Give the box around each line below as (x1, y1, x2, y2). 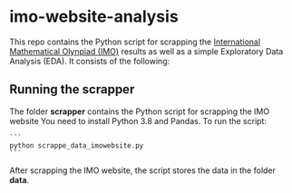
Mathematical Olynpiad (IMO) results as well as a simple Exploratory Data (9, 45, 284, 56)
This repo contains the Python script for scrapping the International (9, 36, 261, 47)
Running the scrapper (9, 82, 135, 97)
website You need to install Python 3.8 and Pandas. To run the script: (9, 115, 268, 126)
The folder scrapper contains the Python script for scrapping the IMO (9, 106, 270, 117)
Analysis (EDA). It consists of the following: (9, 55, 170, 66)
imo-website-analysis (9, 6, 179, 27)
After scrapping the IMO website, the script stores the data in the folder (9, 165, 277, 176)
